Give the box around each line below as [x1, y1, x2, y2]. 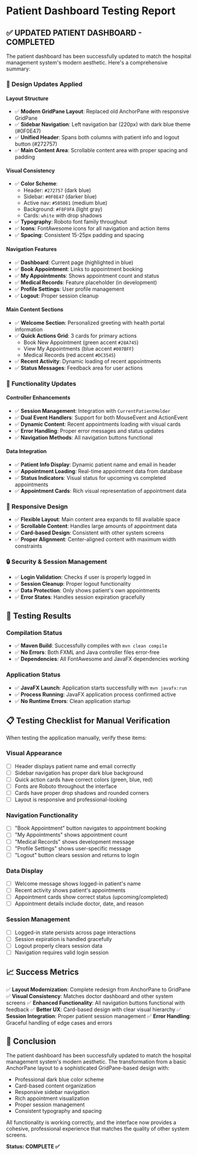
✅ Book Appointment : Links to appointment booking [14, 265, 143, 272]
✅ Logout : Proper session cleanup [14, 292, 99, 299]
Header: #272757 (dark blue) [23, 187, 91, 194]
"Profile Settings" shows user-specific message [14, 845, 132, 852]
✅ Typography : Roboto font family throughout [14, 218, 127, 226]
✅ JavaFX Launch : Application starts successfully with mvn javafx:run [14, 684, 188, 691]
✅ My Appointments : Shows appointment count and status [14, 272, 159, 279]
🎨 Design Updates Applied [6, 80, 83, 88]
